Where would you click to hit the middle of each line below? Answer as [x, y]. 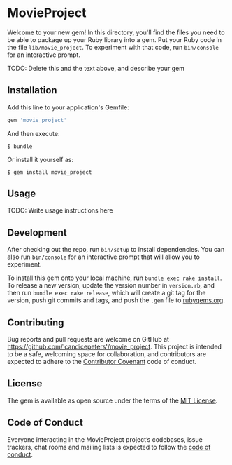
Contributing [36, 322]
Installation [32, 90]
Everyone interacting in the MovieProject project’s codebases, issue [105, 439]
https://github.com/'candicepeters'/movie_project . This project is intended [115, 347]
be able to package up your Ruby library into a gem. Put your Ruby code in [115, 39]
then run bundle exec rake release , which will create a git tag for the [107, 293]
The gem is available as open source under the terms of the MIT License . [113, 400]
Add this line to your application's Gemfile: [68, 107]
